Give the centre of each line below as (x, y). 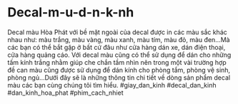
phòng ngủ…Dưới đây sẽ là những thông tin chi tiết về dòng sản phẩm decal (119, 77)
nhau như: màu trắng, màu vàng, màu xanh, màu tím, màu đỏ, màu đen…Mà (119, 39)
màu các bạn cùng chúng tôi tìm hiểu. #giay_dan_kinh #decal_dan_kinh (112, 85)
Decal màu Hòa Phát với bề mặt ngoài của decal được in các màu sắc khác (117, 32)
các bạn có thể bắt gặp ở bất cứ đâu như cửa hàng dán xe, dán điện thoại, (116, 47)
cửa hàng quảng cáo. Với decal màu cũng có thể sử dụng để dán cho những (119, 55)
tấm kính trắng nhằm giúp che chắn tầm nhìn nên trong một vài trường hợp (117, 62)
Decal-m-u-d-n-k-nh (71, 12)
